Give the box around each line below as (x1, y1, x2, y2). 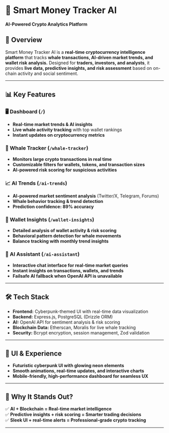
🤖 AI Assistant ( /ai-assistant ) (5, 251, 80, 258)
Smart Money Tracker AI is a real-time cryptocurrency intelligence (5, 49, 146, 55)
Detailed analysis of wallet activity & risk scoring (12, 228, 117, 234)
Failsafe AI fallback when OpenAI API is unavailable (12, 273, 122, 279)
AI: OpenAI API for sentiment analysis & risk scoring (12, 319, 121, 326)
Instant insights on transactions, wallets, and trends (12, 267, 124, 273)
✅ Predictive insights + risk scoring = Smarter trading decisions (5, 411, 142, 417)
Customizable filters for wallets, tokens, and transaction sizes (12, 161, 145, 167)
